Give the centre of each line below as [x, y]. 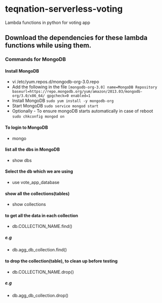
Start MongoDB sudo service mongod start [55, 106]
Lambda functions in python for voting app [48, 22]
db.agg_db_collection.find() [39, 250]
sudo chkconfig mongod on [38, 117]
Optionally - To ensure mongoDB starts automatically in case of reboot [82, 111]
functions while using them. [48, 46]
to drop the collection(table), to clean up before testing [61, 261]
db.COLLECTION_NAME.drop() [43, 272]
